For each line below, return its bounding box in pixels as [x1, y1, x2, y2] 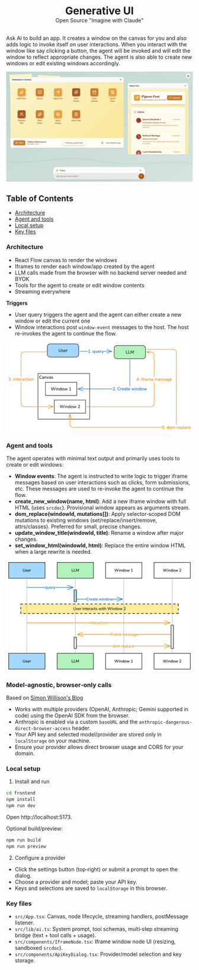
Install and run [14, 778, 50, 785]
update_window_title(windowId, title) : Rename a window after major [14, 529, 184, 537]
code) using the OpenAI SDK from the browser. [14, 712, 130, 719]
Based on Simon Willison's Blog [6, 694, 84, 701]
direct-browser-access [14, 726, 71, 732]
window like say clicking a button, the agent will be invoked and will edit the [6, 47, 191, 55]
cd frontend [6, 790, 36, 796]
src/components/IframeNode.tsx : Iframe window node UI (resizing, [14, 938, 176, 945]
